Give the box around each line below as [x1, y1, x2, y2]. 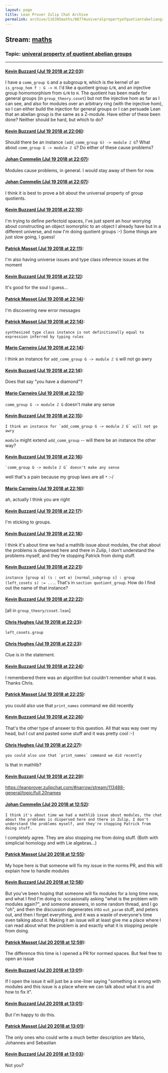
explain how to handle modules [5, 868, 69, 874]
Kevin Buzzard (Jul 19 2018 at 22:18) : [5, 530, 83, 536]
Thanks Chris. [5, 680, 34, 686]
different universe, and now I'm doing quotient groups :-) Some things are [5, 229, 157, 235]
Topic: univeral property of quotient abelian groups [5, 50, 132, 57]
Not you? [5, 1062, 24, 1068]
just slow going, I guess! [5, 234, 55, 240]
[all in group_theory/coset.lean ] [5, 607, 71, 613]
